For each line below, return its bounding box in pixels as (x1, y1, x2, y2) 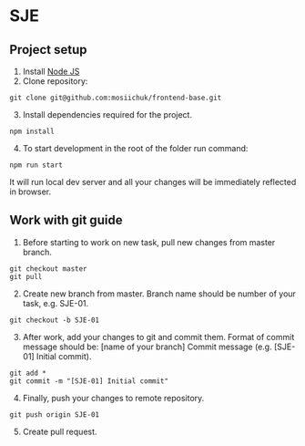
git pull (9, 272, 43, 281)
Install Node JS (22, 66, 80, 77)
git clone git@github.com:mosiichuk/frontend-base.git (9, 93, 222, 102)
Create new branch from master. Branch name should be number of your (22, 288, 296, 299)
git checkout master (9, 264, 88, 274)
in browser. (9, 186, 52, 197)
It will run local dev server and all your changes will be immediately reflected (9, 177, 297, 187)
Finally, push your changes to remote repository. (22, 392, 205, 403)
